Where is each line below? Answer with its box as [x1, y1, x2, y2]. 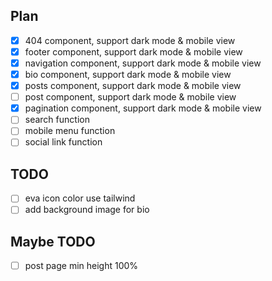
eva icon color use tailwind [24, 192, 136, 204]
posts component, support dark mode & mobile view [24, 80, 242, 92]
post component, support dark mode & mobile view [24, 91, 237, 103]
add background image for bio [24, 204, 150, 216]
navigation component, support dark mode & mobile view [24, 57, 262, 69]
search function [24, 114, 90, 126]
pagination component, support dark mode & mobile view [24, 102, 262, 114]
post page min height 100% [24, 260, 139, 272]
